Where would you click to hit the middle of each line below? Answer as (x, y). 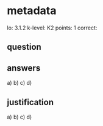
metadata (32, 11)
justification (30, 102)
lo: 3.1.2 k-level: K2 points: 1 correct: (52, 28)
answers (24, 68)
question (24, 47)
